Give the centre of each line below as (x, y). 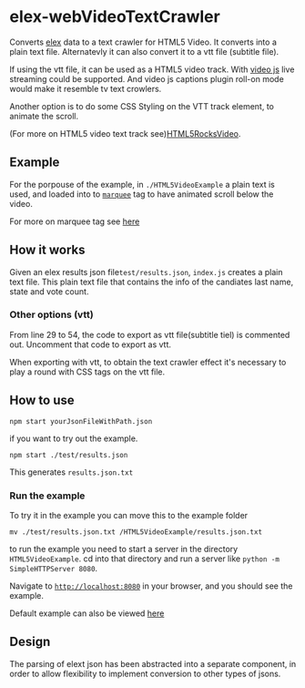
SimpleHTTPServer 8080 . (54, 568)
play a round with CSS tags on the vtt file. (87, 372)
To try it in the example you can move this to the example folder (129, 515)
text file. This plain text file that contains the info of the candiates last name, (152, 282)
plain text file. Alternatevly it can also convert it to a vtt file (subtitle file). (144, 51)
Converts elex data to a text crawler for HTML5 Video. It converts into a (143, 42)
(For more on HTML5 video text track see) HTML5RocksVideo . (125, 133)
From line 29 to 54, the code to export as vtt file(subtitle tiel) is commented (150, 334)
